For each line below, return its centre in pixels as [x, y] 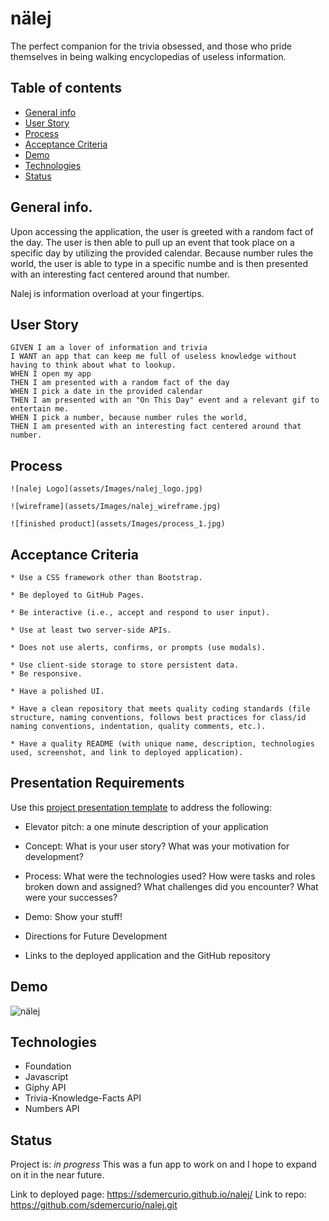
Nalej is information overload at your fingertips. [107, 293]
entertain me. [40, 409]
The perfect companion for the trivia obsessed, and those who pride [151, 46]
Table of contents [66, 88]
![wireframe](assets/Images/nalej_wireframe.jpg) [116, 507]
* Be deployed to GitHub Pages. [77, 595]
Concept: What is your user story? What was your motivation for [157, 846]
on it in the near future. [57, 1175]
